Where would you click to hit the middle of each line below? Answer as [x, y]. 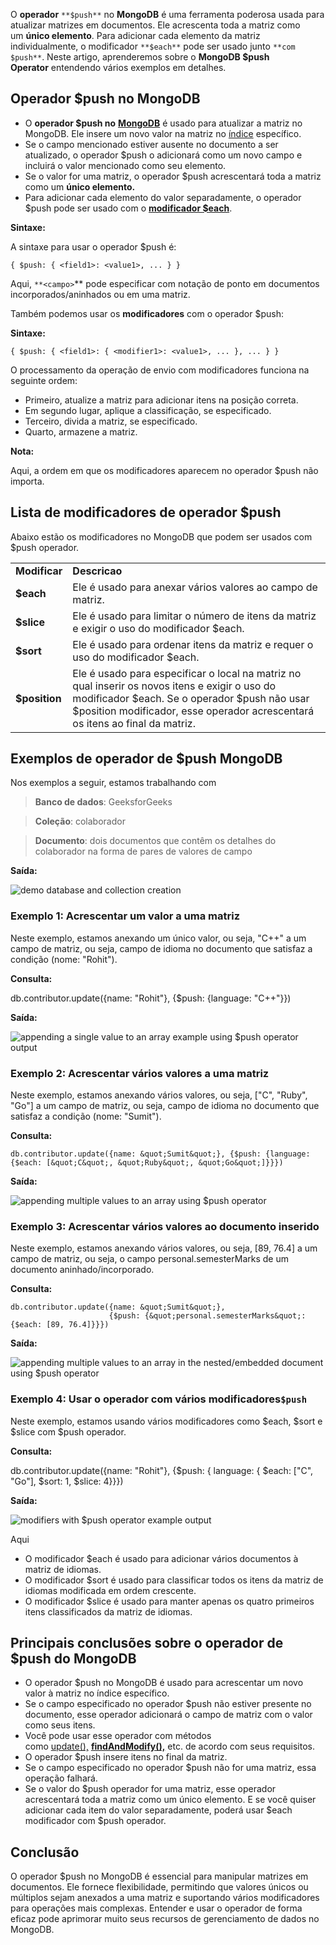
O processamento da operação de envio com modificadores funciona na [160, 370]
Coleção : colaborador [80, 821]
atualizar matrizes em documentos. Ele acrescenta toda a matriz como [155, 25]
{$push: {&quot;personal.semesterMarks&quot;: [207, 1316]
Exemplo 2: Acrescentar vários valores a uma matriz [140, 1073]
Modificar [39, 571]
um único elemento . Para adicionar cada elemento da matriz [135, 35]
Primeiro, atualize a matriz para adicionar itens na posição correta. [161, 400]
